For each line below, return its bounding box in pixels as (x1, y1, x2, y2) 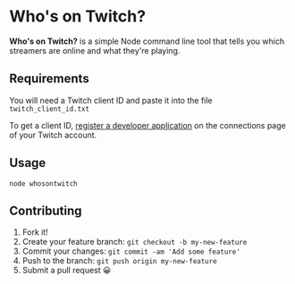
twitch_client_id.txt (9, 104, 90, 113)
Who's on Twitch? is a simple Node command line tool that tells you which (9, 36, 284, 46)
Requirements (9, 71, 89, 87)
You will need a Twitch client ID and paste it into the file (9, 95, 213, 105)
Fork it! (21, 227, 49, 238)
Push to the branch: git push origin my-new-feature (21, 255, 217, 266)
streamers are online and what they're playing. (9, 45, 181, 55)
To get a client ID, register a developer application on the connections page (9, 120, 286, 130)
